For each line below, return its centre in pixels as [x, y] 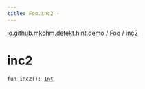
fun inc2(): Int [30, 79]
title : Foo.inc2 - [33, 13]
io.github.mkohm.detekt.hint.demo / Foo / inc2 [73, 33]
